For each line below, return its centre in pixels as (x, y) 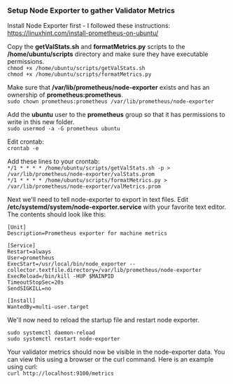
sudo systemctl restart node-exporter (64, 339)
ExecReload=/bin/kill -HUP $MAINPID (61, 276)
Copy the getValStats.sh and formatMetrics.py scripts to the (96, 47)
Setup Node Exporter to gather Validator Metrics (91, 11)
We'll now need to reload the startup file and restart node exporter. (103, 320)
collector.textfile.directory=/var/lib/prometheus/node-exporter (104, 270)
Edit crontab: (26, 142)
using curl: (23, 367)
